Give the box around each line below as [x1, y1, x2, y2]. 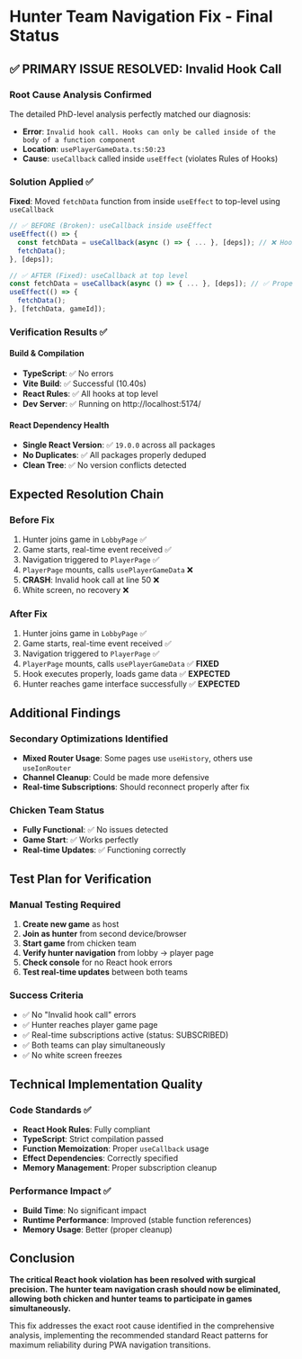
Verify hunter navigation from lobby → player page [22, 947, 214, 958]
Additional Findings [9, 705, 121, 721]
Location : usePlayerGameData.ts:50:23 [22, 143, 166, 154]
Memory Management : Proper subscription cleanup [22, 1162, 218, 1173]
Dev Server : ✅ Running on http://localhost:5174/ [22, 399, 201, 409]
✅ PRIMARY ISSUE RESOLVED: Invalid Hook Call [9, 61, 282, 76]
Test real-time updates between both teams [22, 966, 189, 977]
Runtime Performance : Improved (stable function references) [22, 1215, 252, 1226]
